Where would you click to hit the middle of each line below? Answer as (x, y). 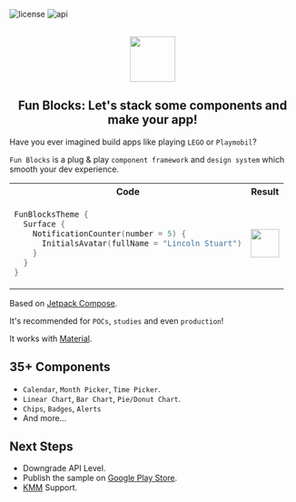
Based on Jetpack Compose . (64, 303)
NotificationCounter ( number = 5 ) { (109, 233)
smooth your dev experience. (64, 169)
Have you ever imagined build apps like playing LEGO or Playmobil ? (133, 142)
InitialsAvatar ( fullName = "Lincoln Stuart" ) (142, 243)
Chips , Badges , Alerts (62, 408)
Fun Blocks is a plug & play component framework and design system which (147, 159)
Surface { (44, 224)
